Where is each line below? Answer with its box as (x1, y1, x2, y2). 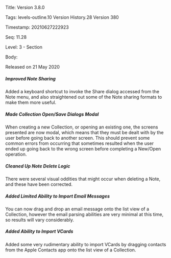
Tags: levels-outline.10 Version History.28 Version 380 (5, 14, 119, 20)
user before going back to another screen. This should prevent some (5, 135, 150, 141)
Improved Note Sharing (5, 75, 56, 81)
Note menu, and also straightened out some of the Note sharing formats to (5, 94, 162, 100)
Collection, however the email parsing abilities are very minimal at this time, (5, 211, 164, 217)
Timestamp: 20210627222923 (5, 24, 69, 30)
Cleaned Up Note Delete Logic (5, 163, 70, 169)
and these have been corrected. (5, 181, 73, 187)
